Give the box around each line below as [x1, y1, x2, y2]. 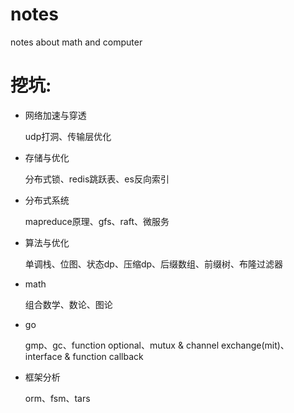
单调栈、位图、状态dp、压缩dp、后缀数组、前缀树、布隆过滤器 [24, 258, 284, 270]
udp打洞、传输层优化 [24, 130, 112, 142]
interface [24, 350, 63, 362]
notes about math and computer [10, 36, 143, 48]
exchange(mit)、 [221, 339, 290, 351]
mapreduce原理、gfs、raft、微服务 [24, 215, 170, 227]
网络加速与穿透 [24, 109, 87, 121]
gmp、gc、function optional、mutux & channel [24, 339, 220, 351]
